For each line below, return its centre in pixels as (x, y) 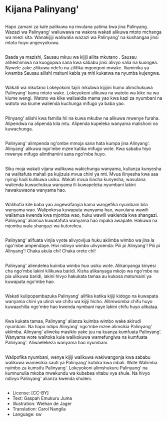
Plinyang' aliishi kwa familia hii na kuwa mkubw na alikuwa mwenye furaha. (82, 118)
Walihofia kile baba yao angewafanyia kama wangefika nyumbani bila (77, 204)
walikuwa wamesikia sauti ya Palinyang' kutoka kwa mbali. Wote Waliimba (81, 362)
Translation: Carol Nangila (39, 409)
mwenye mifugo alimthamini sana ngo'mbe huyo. (56, 154)
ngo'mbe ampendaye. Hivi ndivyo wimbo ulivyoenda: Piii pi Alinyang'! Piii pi (83, 246)
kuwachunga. (19, 128)
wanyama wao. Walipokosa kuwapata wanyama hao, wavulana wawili (77, 210)
